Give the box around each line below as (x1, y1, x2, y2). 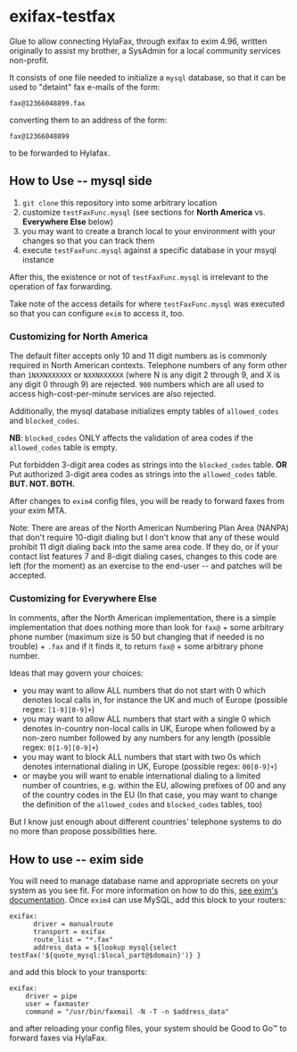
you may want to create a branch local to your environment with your (21, 225, 276, 236)
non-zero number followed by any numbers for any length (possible (21, 733, 271, 744)
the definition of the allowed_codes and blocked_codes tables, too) (21, 799, 263, 810)
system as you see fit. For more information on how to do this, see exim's (9, 885, 278, 896)
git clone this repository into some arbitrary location (21, 197, 218, 207)
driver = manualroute (32, 920, 114, 929)
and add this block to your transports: (9, 967, 148, 978)
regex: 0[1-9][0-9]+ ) (21, 742, 100, 753)
